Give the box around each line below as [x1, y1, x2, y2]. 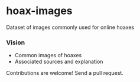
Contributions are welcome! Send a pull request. [6, 70, 124, 77]
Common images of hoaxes [14, 52, 82, 59]
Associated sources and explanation [14, 58, 103, 65]
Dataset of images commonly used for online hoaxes [6, 24, 135, 31]
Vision [6, 38, 25, 47]
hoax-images [6, 4, 73, 18]
